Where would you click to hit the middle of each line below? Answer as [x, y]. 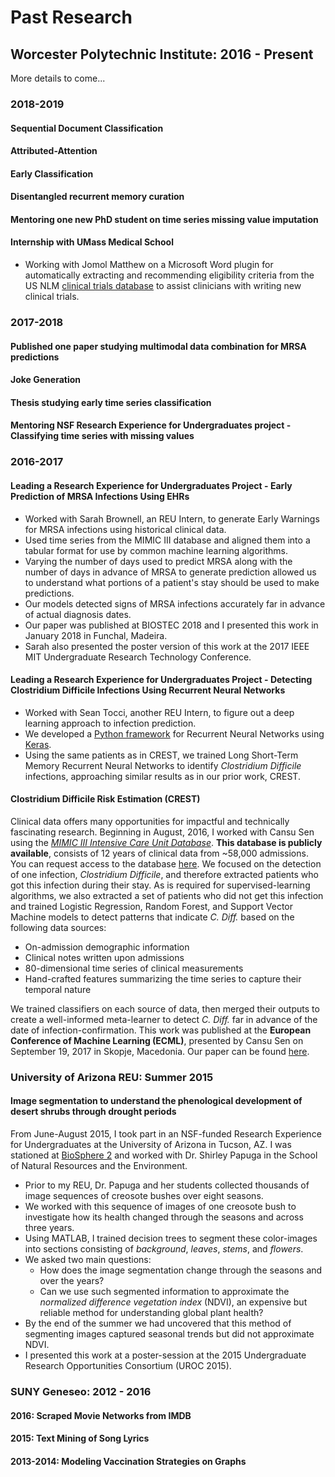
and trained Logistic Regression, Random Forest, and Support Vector [151, 906]
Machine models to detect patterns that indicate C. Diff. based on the [152, 917]
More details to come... [58, 78]
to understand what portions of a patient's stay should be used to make [172, 582]
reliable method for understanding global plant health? [151, 1313]
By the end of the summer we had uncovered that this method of [158, 1323]
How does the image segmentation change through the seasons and [181, 1270]
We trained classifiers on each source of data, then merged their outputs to [165, 1008]
